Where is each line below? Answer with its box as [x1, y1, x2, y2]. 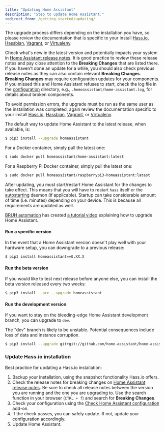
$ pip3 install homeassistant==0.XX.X [5, 254, 84, 259]
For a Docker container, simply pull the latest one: [5, 145, 106, 151]
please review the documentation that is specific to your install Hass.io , [5, 35, 149, 41]
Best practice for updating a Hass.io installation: [5, 365, 102, 370]
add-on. [12, 405, 28, 411]
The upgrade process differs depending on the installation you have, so [5, 30, 150, 36]
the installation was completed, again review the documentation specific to [5, 106, 157, 112]
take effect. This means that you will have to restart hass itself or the [5, 187, 143, 192]
